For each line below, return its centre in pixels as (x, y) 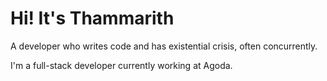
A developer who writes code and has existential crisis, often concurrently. (164, 46)
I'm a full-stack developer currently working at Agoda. (121, 65)
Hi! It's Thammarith (92, 18)
